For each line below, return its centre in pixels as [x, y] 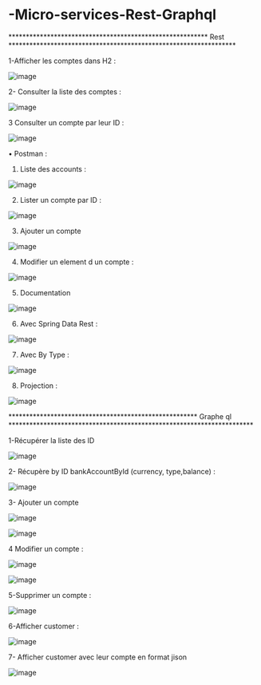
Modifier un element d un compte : [77, 262]
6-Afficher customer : [44, 626]
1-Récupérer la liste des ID [51, 440]
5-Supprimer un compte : [50, 595]
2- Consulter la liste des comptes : [65, 91]
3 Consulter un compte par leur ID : [66, 122]
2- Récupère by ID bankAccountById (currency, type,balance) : [112, 471]
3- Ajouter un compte [43, 502]
